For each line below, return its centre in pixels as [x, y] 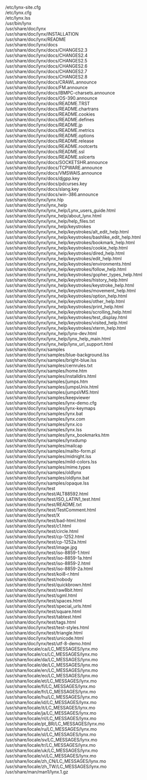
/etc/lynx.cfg [18, 13]
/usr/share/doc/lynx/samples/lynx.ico [44, 424]
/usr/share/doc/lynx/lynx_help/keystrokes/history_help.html [66, 280]
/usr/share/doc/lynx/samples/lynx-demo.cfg [51, 403]
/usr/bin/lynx [18, 23]
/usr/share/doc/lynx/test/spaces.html [44, 601]
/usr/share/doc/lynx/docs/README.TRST [48, 103]
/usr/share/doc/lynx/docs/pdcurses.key [46, 184]
